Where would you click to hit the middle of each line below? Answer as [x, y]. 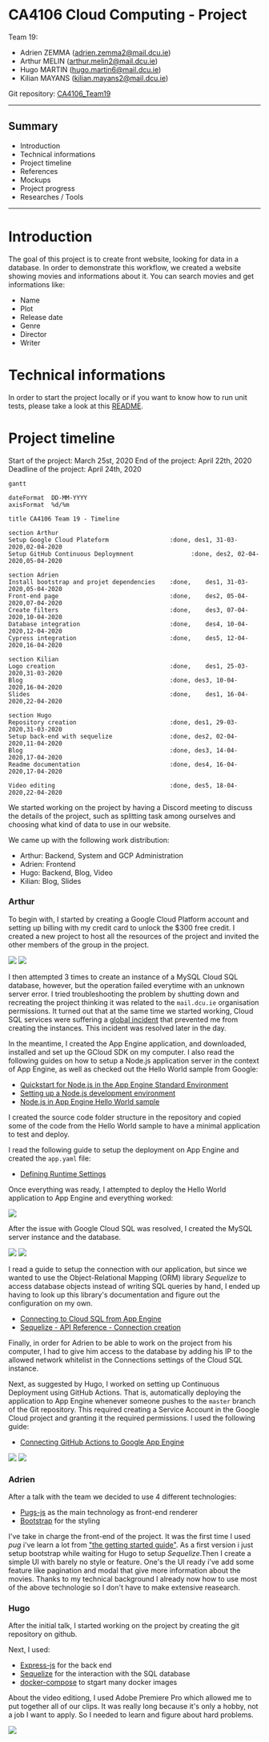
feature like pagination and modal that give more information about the [124, 1570]
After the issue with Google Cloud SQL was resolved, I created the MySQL [130, 1228]
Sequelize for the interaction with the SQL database [105, 1674]
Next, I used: [29, 1650]
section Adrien [34, 575]
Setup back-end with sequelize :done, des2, [111, 736]
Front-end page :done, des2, [116, 596]
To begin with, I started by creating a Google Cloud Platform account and [129, 919]
